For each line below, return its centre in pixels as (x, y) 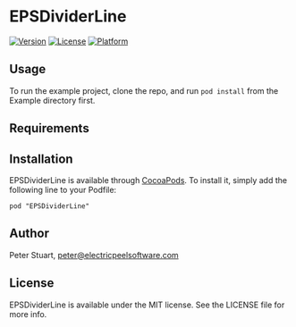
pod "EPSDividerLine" (50, 206)
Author (29, 234)
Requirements (49, 128)
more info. (28, 314)
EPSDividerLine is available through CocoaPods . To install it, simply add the (148, 180)
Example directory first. (52, 100)
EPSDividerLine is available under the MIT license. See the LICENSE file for (147, 305)
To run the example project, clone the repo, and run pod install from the (144, 90)
